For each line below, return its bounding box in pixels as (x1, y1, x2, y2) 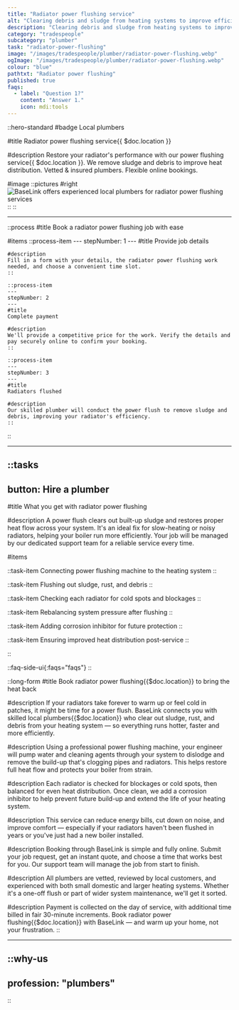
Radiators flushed (7, 388, 62, 395)
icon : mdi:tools (20, 103, 69, 111)
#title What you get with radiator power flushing (7, 503, 147, 511)
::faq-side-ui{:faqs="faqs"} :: (7, 663, 92, 672)
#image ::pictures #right (7, 179, 78, 188)
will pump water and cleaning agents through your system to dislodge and (7, 750, 225, 759)
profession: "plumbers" (7, 977, 115, 989)
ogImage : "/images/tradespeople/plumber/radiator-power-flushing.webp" (7, 57, 224, 64)
